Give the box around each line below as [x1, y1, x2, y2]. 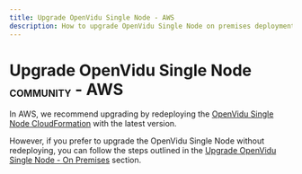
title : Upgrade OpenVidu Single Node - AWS [9, 13, 175, 22]
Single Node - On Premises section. [9, 154, 142, 166]
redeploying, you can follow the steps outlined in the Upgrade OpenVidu [9, 145, 277, 156]
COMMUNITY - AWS [9, 79, 124, 100]
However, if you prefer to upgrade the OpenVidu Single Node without [9, 135, 265, 146]
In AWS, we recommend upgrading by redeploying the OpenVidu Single [9, 109, 274, 119]
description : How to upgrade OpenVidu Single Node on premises [9, 22, 252, 30]
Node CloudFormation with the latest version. [9, 118, 177, 129]
